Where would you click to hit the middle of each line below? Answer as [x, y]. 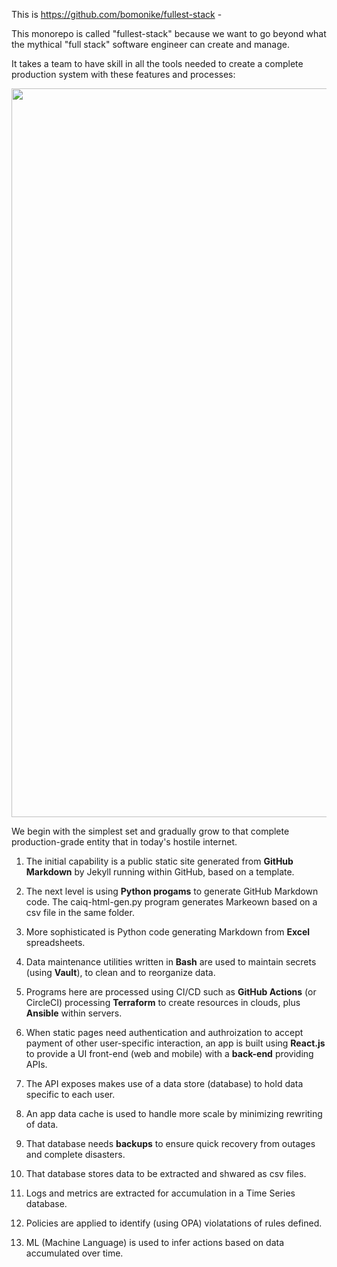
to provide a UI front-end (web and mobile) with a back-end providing [169, 1053]
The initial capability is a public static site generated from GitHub [159, 861]
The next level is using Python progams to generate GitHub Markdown [172, 891]
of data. [42, 1124]
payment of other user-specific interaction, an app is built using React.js [175, 1043]
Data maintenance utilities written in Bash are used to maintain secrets [171, 962]
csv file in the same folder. [80, 912]
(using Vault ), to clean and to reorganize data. [120, 972]
